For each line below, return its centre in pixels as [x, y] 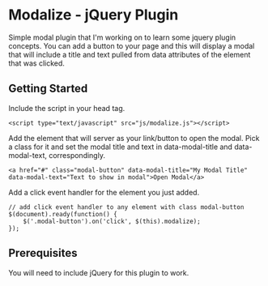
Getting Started [48, 89]
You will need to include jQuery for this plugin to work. [99, 272]
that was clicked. [36, 63]
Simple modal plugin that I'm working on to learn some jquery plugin [122, 37]
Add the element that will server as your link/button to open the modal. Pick [134, 138]
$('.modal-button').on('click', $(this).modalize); [112, 221]
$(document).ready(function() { [63, 214]
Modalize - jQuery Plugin [94, 15]
